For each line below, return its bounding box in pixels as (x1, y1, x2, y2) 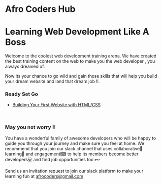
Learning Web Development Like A (5, 26, 149, 38)
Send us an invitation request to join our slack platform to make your (5, 168, 144, 174)
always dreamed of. (5, 63, 45, 70)
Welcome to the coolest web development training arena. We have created (5, 53, 157, 59)
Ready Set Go (5, 91, 38, 97)
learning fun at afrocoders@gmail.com (5, 173, 84, 179)
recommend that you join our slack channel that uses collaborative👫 (5, 145, 143, 151)
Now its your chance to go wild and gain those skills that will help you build (5, 73, 158, 79)
